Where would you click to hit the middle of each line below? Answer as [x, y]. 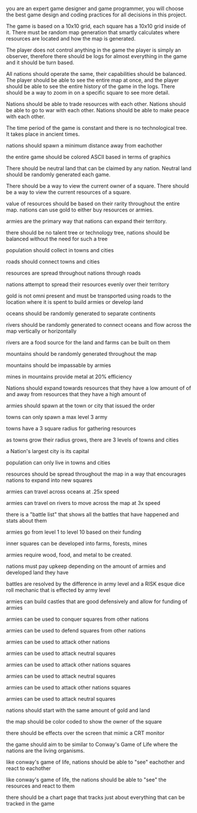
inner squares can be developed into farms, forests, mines [77, 543]
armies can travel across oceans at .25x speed [63, 491]
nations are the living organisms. [46, 751]
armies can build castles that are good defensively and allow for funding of [97, 601]
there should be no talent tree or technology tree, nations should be [88, 232]
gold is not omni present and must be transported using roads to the [89, 296]
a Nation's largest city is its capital [48, 451]
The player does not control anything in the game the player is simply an [94, 50]
